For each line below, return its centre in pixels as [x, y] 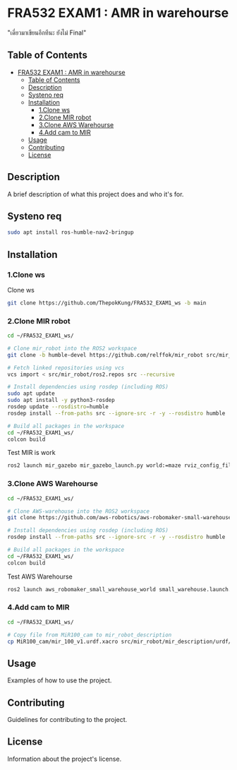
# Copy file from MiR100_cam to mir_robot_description [90, 635]
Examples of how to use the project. [60, 680]
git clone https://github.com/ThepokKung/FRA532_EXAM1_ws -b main [107, 303]
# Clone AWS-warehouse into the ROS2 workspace [79, 511]
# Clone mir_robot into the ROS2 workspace [72, 348]
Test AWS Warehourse [40, 576]
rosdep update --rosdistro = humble [58, 407]
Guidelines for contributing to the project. [67, 720]
